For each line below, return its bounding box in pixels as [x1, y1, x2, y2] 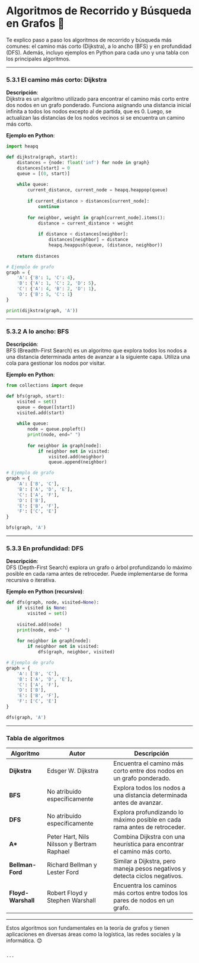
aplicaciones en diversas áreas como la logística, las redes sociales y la [6, 931, 181, 938]
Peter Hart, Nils [47, 833, 89, 841]
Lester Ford [47, 868, 79, 877]
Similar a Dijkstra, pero [113, 857, 176, 865]
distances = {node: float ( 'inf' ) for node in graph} [17, 159, 150, 165]
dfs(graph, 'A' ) [6, 714, 46, 720]
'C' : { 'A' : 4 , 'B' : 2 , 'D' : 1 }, [17, 286, 97, 292]
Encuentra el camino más [113, 759, 184, 768]
